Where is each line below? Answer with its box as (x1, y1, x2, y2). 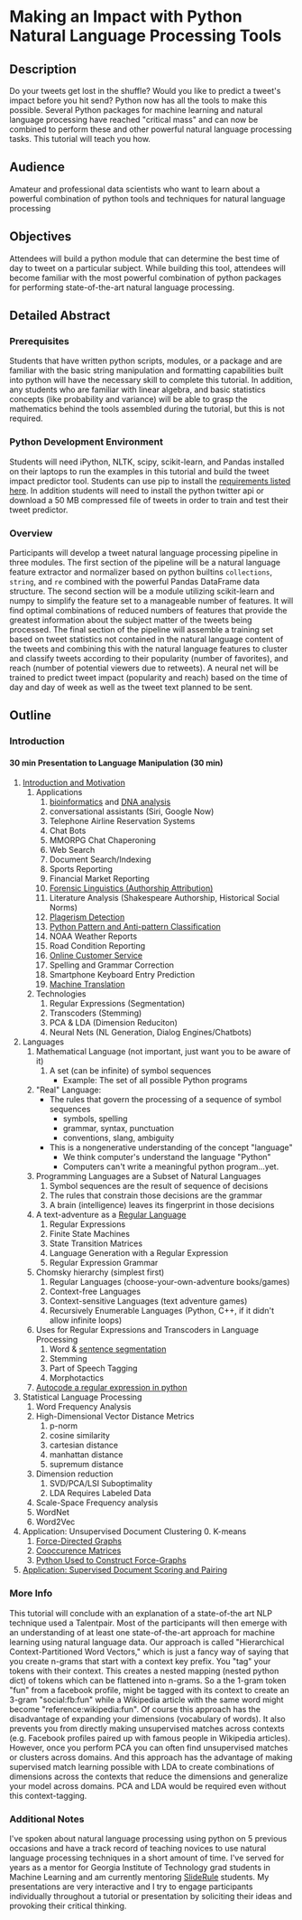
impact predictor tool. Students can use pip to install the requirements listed (9, 475, 291, 486)
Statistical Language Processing (22, 1391, 142, 1402)
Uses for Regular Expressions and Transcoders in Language (35, 1325, 260, 1335)
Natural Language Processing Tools (9, 25, 282, 46)
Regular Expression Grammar (49, 1258, 159, 1269)
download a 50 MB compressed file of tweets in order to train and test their (9, 494, 288, 505)
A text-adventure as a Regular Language (35, 1209, 187, 1221)
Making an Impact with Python (9, 6, 243, 27)
